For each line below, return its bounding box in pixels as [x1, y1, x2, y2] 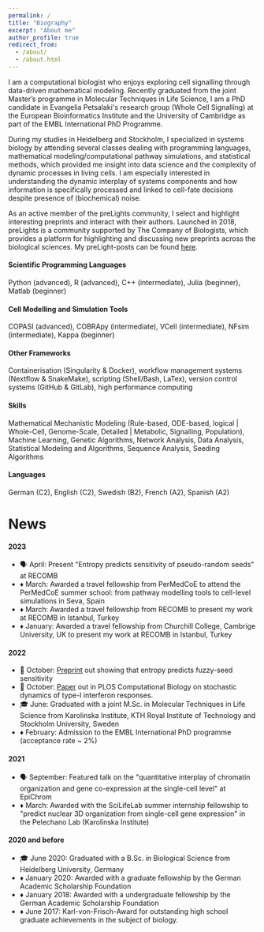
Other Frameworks [8, 348, 71, 358]
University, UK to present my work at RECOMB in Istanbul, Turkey [19, 629, 232, 640]
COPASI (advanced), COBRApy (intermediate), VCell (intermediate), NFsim [8, 321, 250, 332]
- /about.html [15, 56, 61, 64]
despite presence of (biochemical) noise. [8, 193, 142, 202]
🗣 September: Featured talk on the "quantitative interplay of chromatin [19, 772, 251, 782]
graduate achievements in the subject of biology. [19, 915, 179, 924]
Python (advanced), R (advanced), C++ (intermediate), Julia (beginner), [8, 278, 241, 287]
